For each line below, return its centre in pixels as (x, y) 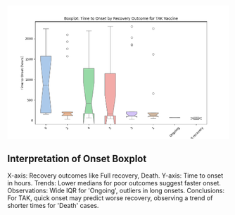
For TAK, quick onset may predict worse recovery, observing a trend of (110, 198)
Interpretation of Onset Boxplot (77, 158)
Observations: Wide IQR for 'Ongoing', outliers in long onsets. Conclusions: (116, 191)
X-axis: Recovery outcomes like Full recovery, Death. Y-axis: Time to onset (115, 176)
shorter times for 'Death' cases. (53, 206)
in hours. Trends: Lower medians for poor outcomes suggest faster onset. (114, 183)
